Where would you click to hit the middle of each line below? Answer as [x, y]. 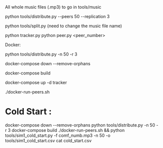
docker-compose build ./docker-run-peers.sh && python [68, 130]
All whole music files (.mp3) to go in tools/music [53, 7]
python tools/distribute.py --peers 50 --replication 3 [57, 16]
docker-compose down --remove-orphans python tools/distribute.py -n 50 [80, 125]
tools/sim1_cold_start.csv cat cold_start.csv [48, 140]
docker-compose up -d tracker [36, 83]
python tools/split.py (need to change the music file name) [64, 26]
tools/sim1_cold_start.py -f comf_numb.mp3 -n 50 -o [58, 135]
